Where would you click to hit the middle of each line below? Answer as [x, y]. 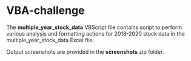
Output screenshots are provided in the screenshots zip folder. [85, 51]
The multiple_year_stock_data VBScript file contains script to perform [94, 27]
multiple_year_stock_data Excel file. [50, 40]
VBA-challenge [45, 11]
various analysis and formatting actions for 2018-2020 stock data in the [95, 33]
